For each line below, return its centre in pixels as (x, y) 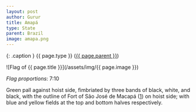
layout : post (22, 11)
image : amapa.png (27, 39)
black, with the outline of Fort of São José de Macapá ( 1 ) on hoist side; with (98, 96)
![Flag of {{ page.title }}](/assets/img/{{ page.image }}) (72, 67)
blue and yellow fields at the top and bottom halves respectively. (84, 103)
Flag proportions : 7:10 (33, 78)
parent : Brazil (25, 34)
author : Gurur (24, 17)
